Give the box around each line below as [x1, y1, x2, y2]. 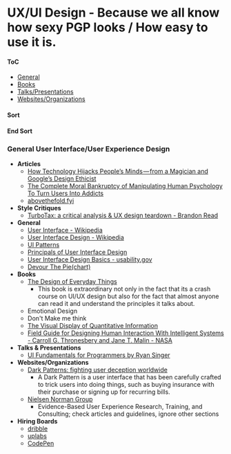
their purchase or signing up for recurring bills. [37, 388, 170, 396]
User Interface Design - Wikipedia [27, 233, 124, 242]
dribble [27, 424, 48, 433]
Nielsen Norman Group [27, 394, 93, 403]
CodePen [27, 439, 54, 447]
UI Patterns [27, 240, 60, 248]
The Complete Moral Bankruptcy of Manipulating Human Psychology [27, 181, 223, 190]
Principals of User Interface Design [27, 248, 128, 256]
